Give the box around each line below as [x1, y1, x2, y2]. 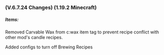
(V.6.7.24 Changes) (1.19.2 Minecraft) [5, 4, 97, 11]
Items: [5, 16, 19, 22]
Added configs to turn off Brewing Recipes [5, 44, 93, 50]
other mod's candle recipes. [5, 34, 63, 40]
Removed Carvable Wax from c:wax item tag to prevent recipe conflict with [5, 29, 160, 35]
